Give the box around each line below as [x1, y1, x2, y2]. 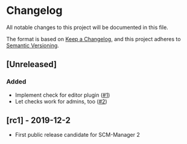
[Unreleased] [6, 59, 57, 70]
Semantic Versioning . [6, 42, 59, 49]
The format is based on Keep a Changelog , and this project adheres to [6, 35, 181, 42]
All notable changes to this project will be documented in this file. [6, 24, 169, 31]
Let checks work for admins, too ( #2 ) [14, 97, 107, 105]
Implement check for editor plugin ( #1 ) [14, 91, 110, 99]
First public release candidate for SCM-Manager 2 [14, 131, 141, 139]
